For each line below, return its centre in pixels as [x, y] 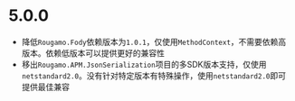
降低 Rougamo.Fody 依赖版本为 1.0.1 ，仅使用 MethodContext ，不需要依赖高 [154, 41]
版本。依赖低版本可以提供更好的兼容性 [93, 53]
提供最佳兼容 [45, 87]
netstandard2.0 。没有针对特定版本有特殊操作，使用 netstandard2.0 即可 [154, 75]
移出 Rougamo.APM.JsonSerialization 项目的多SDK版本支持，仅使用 [144, 64]
